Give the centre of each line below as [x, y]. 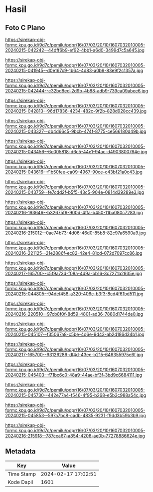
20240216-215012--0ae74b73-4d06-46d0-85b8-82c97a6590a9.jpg [76, 233]
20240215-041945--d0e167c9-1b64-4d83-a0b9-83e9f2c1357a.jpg [74, 70]
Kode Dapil [20, 482]
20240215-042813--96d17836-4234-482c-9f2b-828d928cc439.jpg [76, 111]
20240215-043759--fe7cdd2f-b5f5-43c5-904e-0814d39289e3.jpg [75, 192]
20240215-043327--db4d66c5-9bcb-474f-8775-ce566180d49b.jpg [76, 131]
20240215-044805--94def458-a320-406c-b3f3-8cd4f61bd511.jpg [74, 294]
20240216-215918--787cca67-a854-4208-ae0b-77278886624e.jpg [75, 436]
